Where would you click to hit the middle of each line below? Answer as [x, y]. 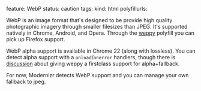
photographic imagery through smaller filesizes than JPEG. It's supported [97, 27]
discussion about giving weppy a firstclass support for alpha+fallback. [93, 63]
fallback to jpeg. [26, 81]
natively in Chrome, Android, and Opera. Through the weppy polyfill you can [100, 33]
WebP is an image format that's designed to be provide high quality [89, 20]
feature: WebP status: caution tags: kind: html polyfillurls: [77, 9]
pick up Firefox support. [36, 39]
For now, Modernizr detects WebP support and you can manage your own [97, 75]
